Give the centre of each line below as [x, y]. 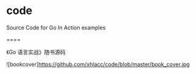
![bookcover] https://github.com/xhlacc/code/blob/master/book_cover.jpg [98, 64]
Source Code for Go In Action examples [56, 28]
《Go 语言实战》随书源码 [36, 52]
